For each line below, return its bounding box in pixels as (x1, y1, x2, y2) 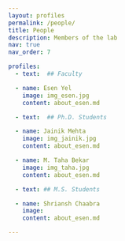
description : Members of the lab (8, 33, 118, 42)
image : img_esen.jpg (22, 92, 90, 100)
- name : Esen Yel (15, 84, 72, 92)
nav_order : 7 (8, 48, 51, 56)
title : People (8, 26, 55, 34)
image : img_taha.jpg (22, 164, 90, 171)
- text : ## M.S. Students (15, 185, 101, 194)
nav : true (8, 41, 41, 49)
